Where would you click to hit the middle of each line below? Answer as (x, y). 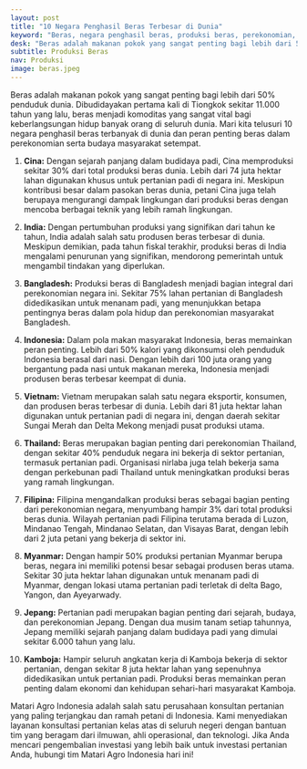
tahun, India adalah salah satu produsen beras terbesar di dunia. (144, 236)
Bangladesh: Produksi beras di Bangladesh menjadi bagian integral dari (159, 283)
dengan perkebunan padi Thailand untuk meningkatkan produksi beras (156, 472)
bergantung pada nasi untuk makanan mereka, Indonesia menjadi (146, 369)
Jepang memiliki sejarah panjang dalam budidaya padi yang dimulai (150, 631)
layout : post (35, 18)
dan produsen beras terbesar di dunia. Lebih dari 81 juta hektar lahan (153, 406)
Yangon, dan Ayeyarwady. (72, 595)
